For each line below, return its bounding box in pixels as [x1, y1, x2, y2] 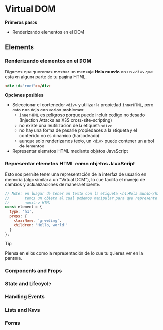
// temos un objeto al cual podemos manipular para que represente [5, 196, 158, 201]
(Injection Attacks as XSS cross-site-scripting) [19, 117, 113, 123]
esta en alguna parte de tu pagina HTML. [5, 74, 87, 80]
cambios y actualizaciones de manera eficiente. [5, 182, 100, 187]
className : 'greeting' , [14, 218, 62, 223]
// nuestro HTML [5, 200, 51, 205]
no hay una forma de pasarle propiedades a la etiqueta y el [19, 128, 137, 133]
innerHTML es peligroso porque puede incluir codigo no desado [19, 112, 145, 118]
